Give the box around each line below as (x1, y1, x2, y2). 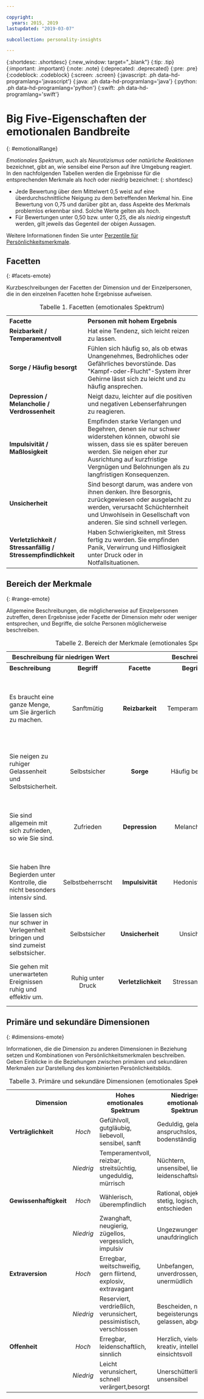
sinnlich (99, 1350, 122, 1358)
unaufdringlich (157, 1233, 199, 1241)
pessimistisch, (99, 1317, 141, 1325)
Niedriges (171, 1091, 200, 1100)
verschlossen (99, 1325, 138, 1333)
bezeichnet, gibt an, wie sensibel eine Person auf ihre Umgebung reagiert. (6, 163, 192, 171)
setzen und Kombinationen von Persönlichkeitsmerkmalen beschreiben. (6, 1052, 186, 1059)
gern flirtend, (99, 1269, 137, 1278)
